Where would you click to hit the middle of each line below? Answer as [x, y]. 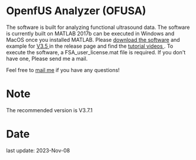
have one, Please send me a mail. [47, 58]
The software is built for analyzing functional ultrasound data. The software [98, 27]
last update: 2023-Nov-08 [38, 150]
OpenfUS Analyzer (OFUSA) [76, 11]
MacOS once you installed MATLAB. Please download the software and [93, 40]
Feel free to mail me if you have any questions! [63, 70]
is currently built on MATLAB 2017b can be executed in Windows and [90, 33]
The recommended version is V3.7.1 [49, 110]
